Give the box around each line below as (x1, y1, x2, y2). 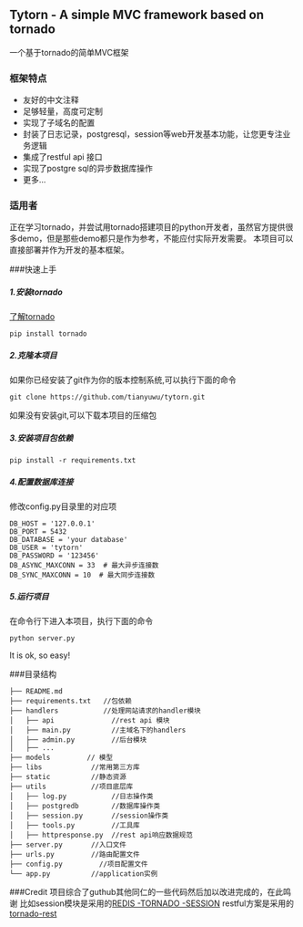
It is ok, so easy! (9, 650, 71, 661)
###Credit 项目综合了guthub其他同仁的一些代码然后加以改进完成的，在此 (9, 887, 284, 898)
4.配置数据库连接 (9, 476, 74, 487)
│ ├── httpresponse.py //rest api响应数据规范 (9, 830, 193, 840)
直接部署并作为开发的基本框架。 (9, 245, 129, 255)
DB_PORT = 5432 (9, 527, 67, 536)
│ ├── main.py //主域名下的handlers (9, 725, 187, 735)
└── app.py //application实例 (9, 870, 158, 879)
